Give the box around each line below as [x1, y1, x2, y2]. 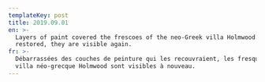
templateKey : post [8, 11, 69, 20]
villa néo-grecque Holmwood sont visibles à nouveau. [15, 62, 196, 70]
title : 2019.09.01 [8, 19, 69, 27]
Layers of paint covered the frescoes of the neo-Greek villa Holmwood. [15, 33, 259, 41]
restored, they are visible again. [15, 41, 132, 48]
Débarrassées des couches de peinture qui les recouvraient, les [15, 55, 235, 63]
